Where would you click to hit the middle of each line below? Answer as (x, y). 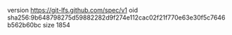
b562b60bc (24, 25)
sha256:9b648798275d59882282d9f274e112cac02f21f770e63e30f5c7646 (116, 17)
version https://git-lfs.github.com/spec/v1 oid (73, 10)
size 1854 (56, 25)
